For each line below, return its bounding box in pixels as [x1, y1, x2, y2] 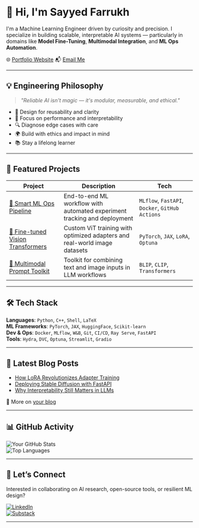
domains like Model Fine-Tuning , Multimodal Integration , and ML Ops [6, 37, 179, 45]
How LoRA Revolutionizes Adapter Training [14, 374, 120, 381]
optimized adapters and [63, 231, 130, 240]
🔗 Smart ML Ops [9, 199, 55, 208]
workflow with [63, 199, 104, 208]
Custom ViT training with [63, 224, 133, 232]
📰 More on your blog [6, 398, 56, 406]
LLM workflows [63, 271, 107, 279]
